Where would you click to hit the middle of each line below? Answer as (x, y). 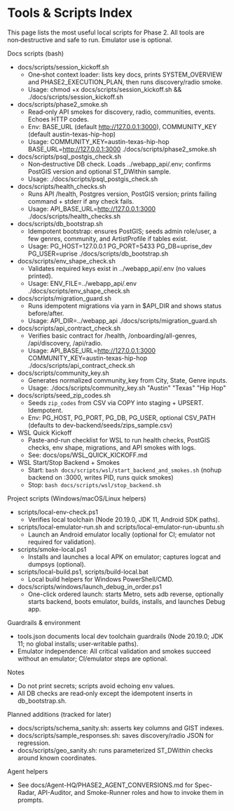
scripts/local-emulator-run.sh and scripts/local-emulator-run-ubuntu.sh (121, 527)
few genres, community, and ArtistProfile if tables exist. (108, 238)
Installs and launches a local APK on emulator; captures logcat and (124, 557)
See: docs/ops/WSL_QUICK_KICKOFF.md (88, 455)
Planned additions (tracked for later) (60, 714)
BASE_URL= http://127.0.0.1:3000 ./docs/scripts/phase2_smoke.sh (122, 149)
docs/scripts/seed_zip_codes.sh (64, 395)
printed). (40, 276)
